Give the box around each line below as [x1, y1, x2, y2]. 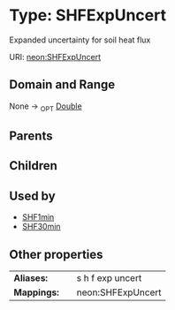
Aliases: [13, 271, 49, 284]
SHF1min [21, 212, 55, 223]
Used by [9, 188, 56, 203]
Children [9, 158, 57, 173]
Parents [9, 128, 53, 143]
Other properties [9, 246, 103, 261]
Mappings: [13, 286, 60, 299]
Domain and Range [9, 77, 116, 93]
